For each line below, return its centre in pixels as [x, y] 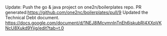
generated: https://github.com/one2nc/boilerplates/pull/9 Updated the [77, 12]
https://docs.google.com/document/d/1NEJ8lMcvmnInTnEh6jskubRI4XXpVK [83, 23]
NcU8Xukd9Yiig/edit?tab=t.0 [35, 28]
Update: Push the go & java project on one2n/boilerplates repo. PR [73, 7]
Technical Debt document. [32, 18]
